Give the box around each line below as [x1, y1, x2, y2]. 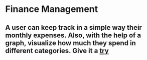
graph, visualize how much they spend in [5, 39, 136, 47]
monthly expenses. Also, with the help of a [5, 31, 141, 39]
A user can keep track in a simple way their [5, 23, 142, 32]
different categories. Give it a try [5, 46, 109, 55]
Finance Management [5, 3, 98, 15]
